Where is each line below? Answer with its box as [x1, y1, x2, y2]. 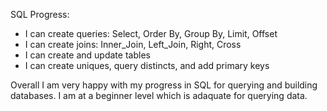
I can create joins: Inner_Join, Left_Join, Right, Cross [24, 39, 242, 50]
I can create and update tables [24, 49, 151, 61]
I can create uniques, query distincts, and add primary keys [24, 60, 270, 71]
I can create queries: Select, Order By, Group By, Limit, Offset [24, 28, 278, 39]
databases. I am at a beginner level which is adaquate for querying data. [10, 90, 308, 101]
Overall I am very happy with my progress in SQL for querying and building [10, 79, 318, 91]
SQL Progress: [10, 9, 70, 20]
